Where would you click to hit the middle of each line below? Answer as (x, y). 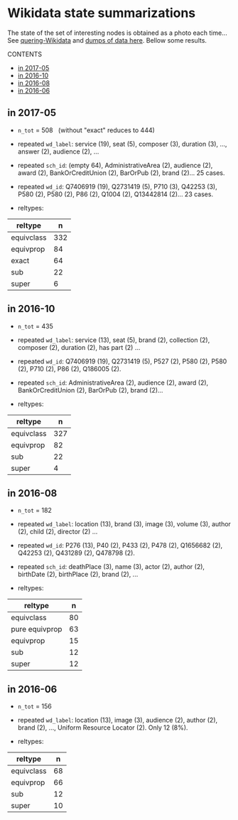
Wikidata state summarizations (102, 13)
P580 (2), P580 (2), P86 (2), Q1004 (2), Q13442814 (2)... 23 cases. (115, 194)
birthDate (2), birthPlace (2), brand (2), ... (78, 575)
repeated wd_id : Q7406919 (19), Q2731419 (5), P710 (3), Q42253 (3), (118, 186)
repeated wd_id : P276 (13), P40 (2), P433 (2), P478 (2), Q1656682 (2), (120, 545)
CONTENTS (25, 54)
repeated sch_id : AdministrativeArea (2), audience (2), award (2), (113, 383)
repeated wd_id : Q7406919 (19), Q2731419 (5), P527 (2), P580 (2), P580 (122, 361)
